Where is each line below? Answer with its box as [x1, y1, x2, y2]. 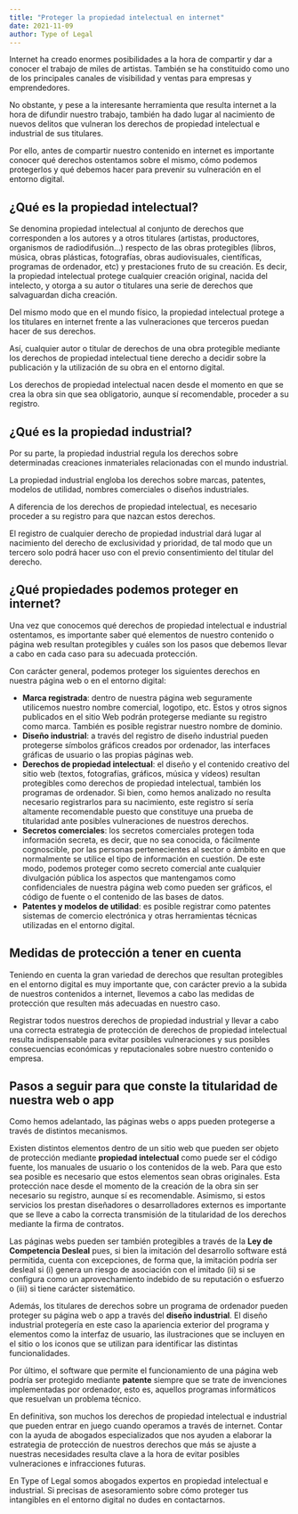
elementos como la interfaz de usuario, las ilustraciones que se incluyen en [9, 1329, 286, 1340]
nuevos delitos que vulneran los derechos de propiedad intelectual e [9, 119, 261, 129]
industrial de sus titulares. [9, 128, 104, 139]
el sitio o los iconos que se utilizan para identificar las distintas [9, 1338, 238, 1349]
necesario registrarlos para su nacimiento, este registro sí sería [21, 796, 254, 807]
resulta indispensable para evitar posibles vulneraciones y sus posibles [9, 1033, 270, 1044]
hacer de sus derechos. [9, 326, 96, 337]
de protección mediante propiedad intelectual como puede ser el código [9, 1152, 278, 1164]
